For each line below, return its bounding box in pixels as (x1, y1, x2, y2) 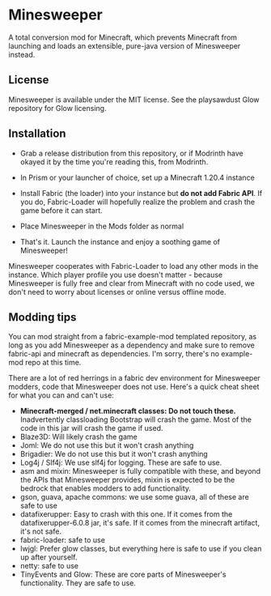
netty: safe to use (19, 561, 79, 571)
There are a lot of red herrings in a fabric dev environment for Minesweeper (8, 373, 260, 383)
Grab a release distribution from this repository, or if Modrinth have (19, 148, 244, 158)
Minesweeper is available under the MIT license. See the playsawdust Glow (8, 95, 260, 104)
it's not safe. (19, 526, 62, 536)
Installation (8, 127, 66, 141)
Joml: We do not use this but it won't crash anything (19, 441, 194, 450)
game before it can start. (19, 205, 103, 215)
